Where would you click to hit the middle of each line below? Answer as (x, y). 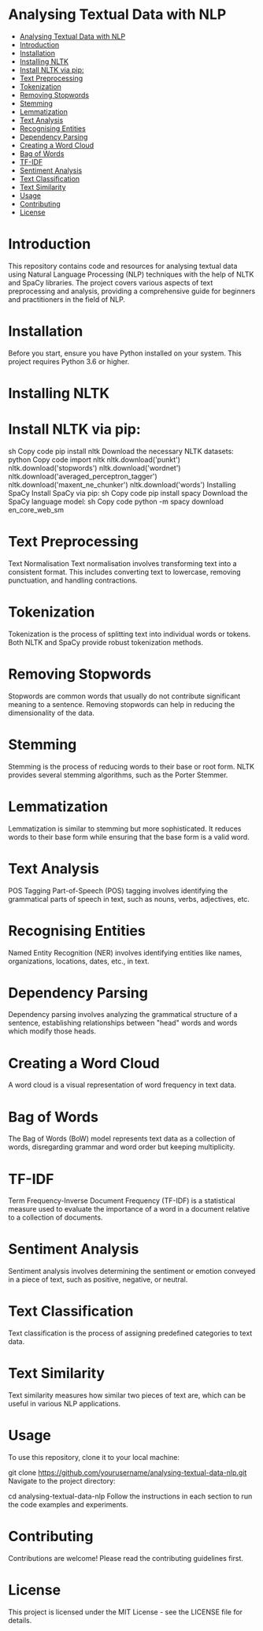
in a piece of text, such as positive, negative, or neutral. (98, 1279)
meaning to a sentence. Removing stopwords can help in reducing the (122, 704)
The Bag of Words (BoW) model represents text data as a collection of (122, 1139)
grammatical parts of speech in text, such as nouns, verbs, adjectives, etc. (129, 899)
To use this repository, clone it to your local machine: (94, 1457)
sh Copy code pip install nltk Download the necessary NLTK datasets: (121, 451)
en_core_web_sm (36, 509)
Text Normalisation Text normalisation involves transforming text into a (122, 563)
